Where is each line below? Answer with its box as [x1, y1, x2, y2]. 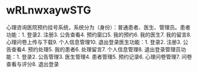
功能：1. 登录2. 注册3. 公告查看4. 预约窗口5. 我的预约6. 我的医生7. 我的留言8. [6, 31, 191, 38]
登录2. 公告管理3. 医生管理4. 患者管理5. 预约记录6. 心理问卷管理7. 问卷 [21, 53, 193, 60]
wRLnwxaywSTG [6, 4, 91, 17]
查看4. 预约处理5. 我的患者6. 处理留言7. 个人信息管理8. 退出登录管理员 [11, 45, 181, 53]
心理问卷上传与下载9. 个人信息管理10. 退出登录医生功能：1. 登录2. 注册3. [6, 38, 182, 45]
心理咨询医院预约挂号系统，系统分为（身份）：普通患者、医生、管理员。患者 [6, 24, 191, 31]
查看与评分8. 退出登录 [6, 60, 59, 68]
